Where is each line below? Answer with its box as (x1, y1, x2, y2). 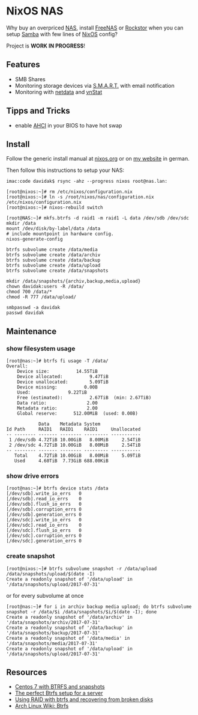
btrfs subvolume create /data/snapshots (6, 268, 109, 274)
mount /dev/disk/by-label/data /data (6, 226, 101, 232)
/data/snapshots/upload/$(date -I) (6, 571, 95, 577)
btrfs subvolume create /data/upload (6, 263, 101, 269)
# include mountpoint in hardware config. (6, 231, 114, 237)
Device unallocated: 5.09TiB (17, 379, 109, 385)
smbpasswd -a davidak (6, 305, 61, 311)
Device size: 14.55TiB (17, 369, 98, 375)
